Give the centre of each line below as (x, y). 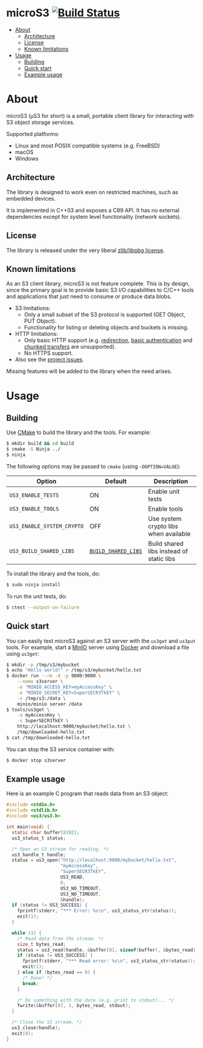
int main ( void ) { (28, 827)
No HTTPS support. (49, 353)
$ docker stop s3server (36, 760)
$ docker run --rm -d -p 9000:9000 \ (54, 676)
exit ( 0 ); (23, 1033)
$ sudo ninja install (34, 584)
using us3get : (23, 653)
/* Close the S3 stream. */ (47, 1022)
